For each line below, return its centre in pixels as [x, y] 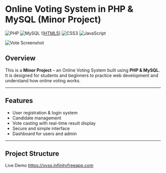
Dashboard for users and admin [44, 134]
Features [19, 101]
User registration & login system [45, 112]
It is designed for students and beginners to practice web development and [82, 75]
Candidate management [37, 118]
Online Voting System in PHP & [69, 9]
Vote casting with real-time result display [54, 123]
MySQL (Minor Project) [53, 19]
